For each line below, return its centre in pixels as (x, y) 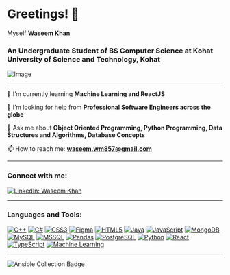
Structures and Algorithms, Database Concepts (76, 135)
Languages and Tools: (44, 215)
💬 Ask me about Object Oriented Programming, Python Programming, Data (115, 128)
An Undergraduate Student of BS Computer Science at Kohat (110, 51)
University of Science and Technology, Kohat (84, 59)
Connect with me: (37, 176)
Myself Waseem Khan (39, 33)
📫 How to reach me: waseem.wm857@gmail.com (79, 149)
